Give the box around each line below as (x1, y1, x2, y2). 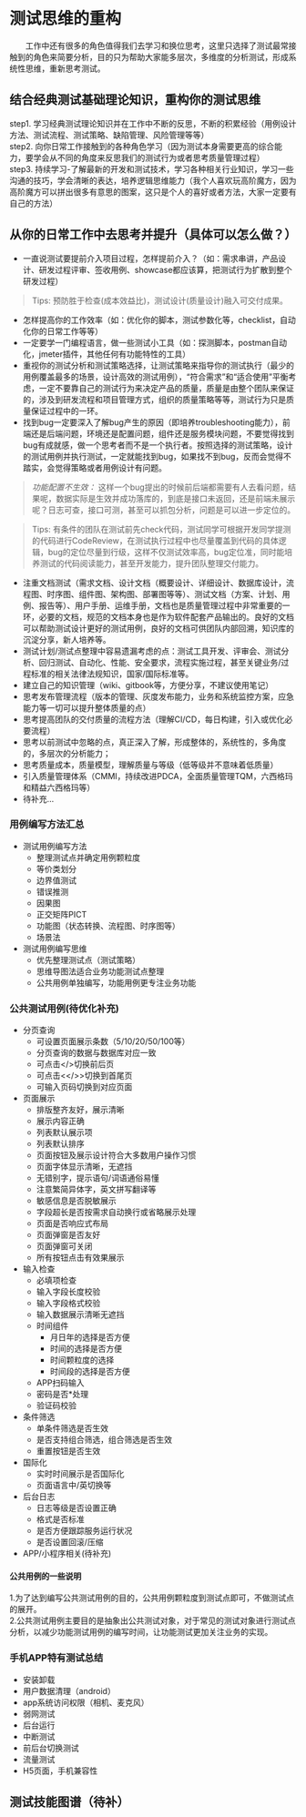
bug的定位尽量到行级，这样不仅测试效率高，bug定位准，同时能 (47, 546, 285, 557)
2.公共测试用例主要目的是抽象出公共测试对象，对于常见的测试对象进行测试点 (9, 1615, 296, 1626)
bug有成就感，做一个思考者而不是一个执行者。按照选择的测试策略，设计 (22, 439, 293, 451)
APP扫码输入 (36, 1377, 85, 1388)
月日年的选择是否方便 (49, 1332, 130, 1343)
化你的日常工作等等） (22, 325, 103, 337)
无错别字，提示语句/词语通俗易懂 (36, 1172, 159, 1183)
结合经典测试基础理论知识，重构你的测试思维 (9, 92, 261, 107)
